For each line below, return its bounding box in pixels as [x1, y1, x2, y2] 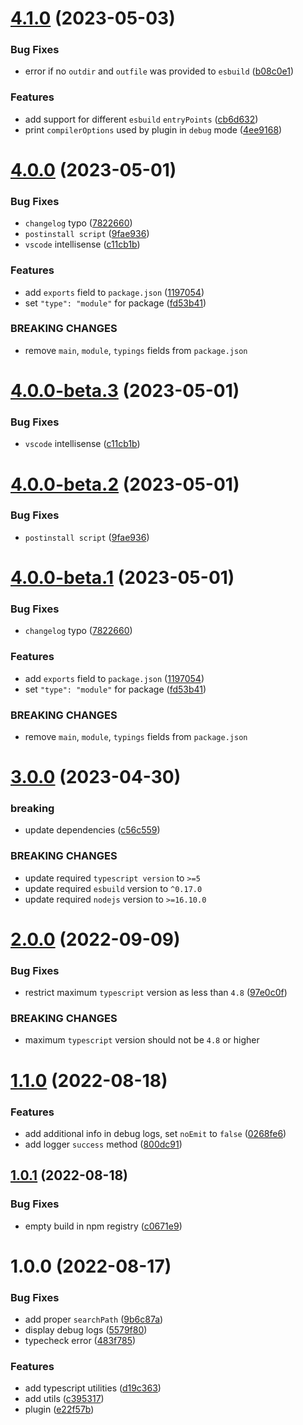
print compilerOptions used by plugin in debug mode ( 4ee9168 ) [24, 123, 283, 136]
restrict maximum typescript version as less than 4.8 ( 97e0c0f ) [24, 987, 288, 999]
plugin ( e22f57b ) [24, 1403, 95, 1416]
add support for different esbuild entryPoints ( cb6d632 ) [24, 113, 259, 125]
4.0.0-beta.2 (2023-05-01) [10, 473, 240, 496]
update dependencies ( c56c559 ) [24, 824, 161, 836]
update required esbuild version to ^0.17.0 [24, 882, 203, 894]
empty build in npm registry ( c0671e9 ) [24, 1220, 183, 1232]
